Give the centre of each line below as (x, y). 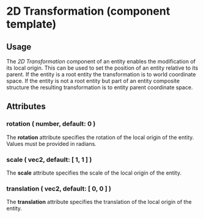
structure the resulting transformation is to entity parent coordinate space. (100, 87)
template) (31, 24)
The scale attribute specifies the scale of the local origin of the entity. (94, 173)
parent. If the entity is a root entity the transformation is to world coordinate (101, 74)
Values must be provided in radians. (51, 144)
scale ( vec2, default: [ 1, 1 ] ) (49, 159)
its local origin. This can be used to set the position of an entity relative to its (102, 68)
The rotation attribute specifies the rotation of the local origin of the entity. (100, 137)
